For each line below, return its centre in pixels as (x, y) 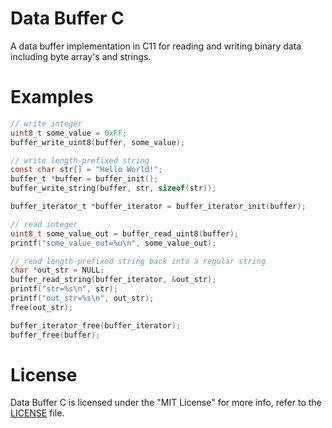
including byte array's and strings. (81, 56)
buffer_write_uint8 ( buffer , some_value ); (98, 142)
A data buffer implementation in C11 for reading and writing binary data (156, 46)
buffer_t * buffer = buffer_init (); (84, 179)
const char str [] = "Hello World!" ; (86, 170)
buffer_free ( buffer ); (55, 335)
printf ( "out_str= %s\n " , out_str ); (82, 298)
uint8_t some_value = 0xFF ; (69, 133)
